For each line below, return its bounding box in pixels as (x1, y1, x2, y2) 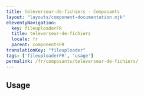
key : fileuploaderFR (11, 25, 62, 31)
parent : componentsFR (11, 42, 65, 48)
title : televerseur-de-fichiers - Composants (6, 8, 120, 15)
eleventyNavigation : (6, 20, 57, 25)
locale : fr (11, 36, 38, 42)
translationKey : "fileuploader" (6, 47, 86, 53)
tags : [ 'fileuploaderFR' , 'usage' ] (6, 53, 94, 59)
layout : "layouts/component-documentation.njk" (6, 14, 126, 20)
